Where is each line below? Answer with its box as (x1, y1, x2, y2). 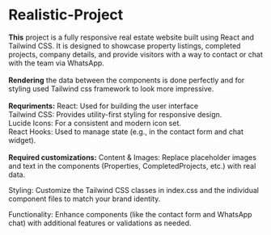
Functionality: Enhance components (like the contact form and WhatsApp (8, 209, 252, 219)
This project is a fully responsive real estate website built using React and (8, 32, 255, 42)
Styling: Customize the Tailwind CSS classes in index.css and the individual (8, 185, 259, 195)
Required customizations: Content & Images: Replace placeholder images (8, 152, 257, 162)
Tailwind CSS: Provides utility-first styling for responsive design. (8, 109, 222, 119)
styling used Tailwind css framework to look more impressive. (8, 83, 214, 94)
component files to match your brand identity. (8, 194, 161, 204)
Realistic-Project (8, 6, 124, 24)
